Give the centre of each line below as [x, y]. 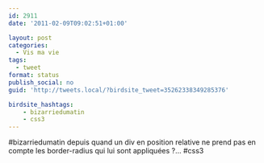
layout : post [30, 38]
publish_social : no [41, 82]
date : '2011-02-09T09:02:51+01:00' [68, 23]
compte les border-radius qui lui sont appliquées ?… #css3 [106, 151]
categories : [28, 45]
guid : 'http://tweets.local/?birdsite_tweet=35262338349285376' [119, 90]
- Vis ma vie [38, 53]
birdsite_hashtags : [41, 104]
